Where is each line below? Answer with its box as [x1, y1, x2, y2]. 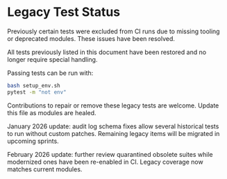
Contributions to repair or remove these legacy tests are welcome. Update [7, 101, 219, 110]
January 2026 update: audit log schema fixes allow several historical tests [7, 122, 219, 130]
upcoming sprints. [7, 137, 59, 145]
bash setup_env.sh [7, 82, 60, 89]
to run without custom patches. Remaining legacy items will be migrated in [7, 129, 220, 137]
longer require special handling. [7, 55, 98, 63]
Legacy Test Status [7, 4, 121, 20]
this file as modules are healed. [7, 108, 96, 117]
